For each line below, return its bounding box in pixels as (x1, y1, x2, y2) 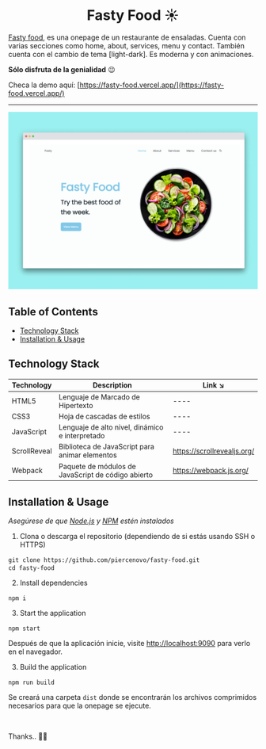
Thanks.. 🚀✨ (8, 732, 47, 741)
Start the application (19, 608, 86, 617)
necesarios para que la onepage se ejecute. (8, 701, 152, 710)
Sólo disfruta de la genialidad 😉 (8, 64, 116, 74)
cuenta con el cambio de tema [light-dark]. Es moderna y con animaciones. (8, 49, 254, 59)
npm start (8, 625, 41, 632)
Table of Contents (8, 304, 99, 319)
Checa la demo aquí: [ (8, 80, 81, 90)
